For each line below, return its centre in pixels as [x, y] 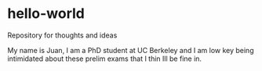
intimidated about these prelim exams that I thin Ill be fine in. [104, 59]
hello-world [46, 14]
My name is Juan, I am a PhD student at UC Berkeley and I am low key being [131, 50]
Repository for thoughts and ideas [62, 35]
